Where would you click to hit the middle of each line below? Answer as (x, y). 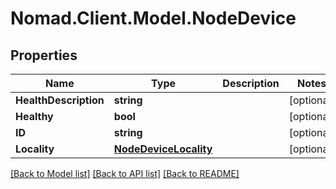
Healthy (34, 116)
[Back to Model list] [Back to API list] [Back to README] (125, 173)
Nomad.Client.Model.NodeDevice (153, 18)
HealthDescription (60, 100)
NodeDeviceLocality (163, 149)
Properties (44, 55)
